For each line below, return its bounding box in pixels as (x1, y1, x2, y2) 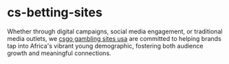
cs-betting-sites (7, 5, 103, 20)
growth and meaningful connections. (7, 49, 111, 57)
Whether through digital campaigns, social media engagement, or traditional (7, 27, 223, 35)
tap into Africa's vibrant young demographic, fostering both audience (7, 42, 204, 50)
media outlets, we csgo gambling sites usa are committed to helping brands (7, 34, 221, 42)
